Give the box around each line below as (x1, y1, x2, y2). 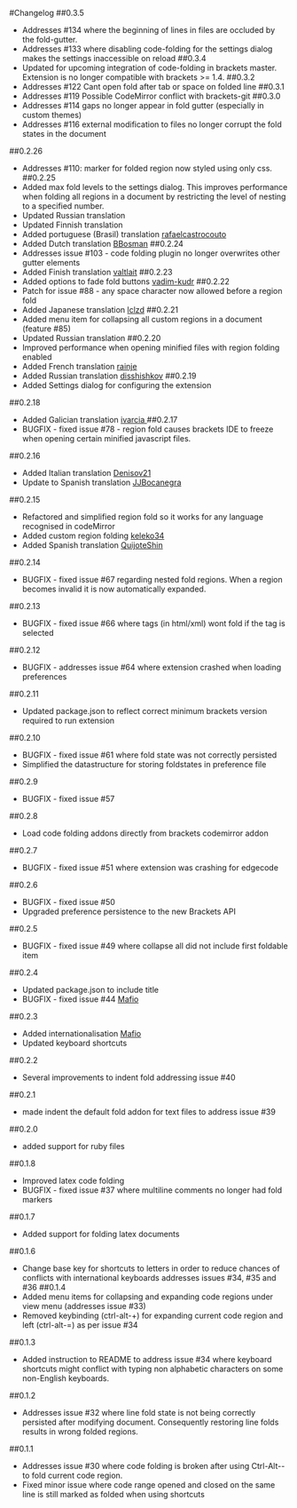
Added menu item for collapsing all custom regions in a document (21, 314, 263, 324)
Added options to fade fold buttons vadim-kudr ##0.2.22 (21, 276, 231, 287)
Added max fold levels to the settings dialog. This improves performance (21, 182, 288, 192)
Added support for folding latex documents (21, 1229, 180, 1239)
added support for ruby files (21, 1141, 126, 1151)
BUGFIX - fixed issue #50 (21, 897, 115, 907)
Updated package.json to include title (21, 985, 160, 995)
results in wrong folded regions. (21, 1426, 139, 1437)
